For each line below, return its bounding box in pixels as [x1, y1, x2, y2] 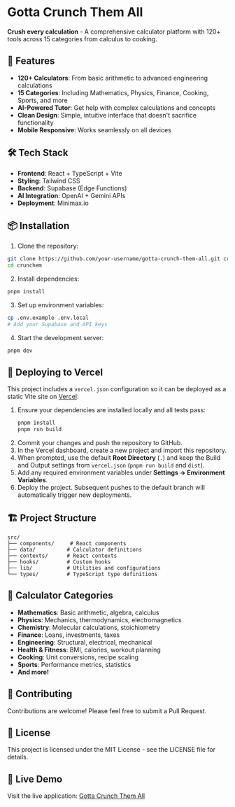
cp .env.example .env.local [7, 314, 90, 321]
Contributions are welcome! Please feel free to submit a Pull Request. [7, 706, 207, 715]
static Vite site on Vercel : [7, 393, 79, 401]
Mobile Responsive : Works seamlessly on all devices [17, 125, 171, 134]
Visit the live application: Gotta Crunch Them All [7, 792, 145, 800]
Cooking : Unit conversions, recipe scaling [17, 652, 138, 661]
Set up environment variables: [17, 301, 104, 309]
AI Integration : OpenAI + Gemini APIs [17, 191, 126, 199]
